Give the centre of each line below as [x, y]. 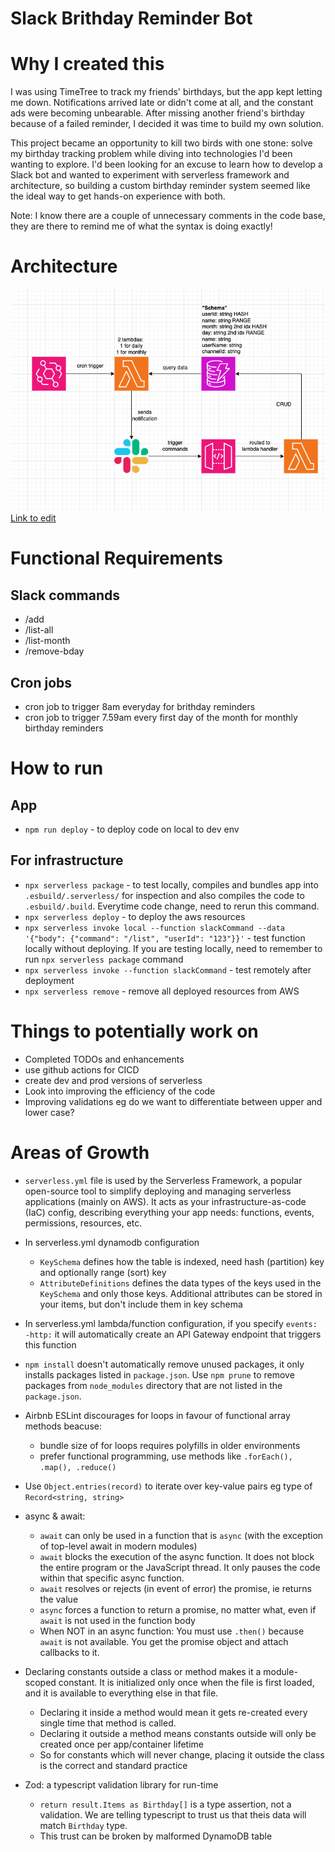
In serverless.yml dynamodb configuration [112, 1242]
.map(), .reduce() [78, 1467]
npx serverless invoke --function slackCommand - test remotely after [168, 969]
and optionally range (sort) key [103, 1272]
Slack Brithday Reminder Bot [131, 18]
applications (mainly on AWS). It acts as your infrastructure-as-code [165, 1201]
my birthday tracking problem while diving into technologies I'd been [151, 154]
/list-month [47, 641]
